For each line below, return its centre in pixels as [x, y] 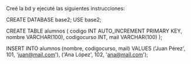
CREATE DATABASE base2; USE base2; [54, 19]
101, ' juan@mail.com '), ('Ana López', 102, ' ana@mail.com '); [77, 54]
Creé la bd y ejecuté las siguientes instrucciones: [66, 8]
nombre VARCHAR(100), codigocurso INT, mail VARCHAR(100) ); [84, 37]
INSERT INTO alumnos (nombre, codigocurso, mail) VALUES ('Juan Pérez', [96, 48]
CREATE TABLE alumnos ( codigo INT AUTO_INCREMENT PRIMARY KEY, [94, 31]
